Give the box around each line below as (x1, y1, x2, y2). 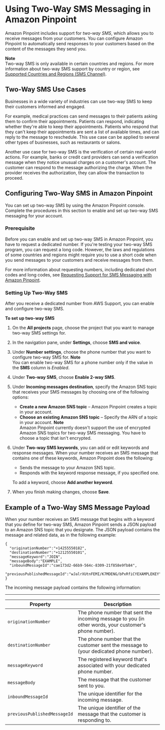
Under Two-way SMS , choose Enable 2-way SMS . (12, 374, 116, 380)
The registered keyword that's (78, 656, 147, 663)
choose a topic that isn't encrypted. (19, 435, 92, 441)
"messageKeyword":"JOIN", (9, 554, 63, 559)
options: (12, 395, 29, 400)
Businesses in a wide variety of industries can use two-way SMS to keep (5, 98, 152, 104)
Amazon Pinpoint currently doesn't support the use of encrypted (19, 425, 151, 431)
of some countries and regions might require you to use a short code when (5, 252, 157, 258)
